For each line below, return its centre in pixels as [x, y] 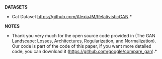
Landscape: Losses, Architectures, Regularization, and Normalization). [84, 41]
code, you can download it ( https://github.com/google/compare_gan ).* [84, 51]
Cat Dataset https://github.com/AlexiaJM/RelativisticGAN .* [72, 16]
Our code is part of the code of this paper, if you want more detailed [82, 46]
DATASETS [16, 7]
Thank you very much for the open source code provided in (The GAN [83, 36]
